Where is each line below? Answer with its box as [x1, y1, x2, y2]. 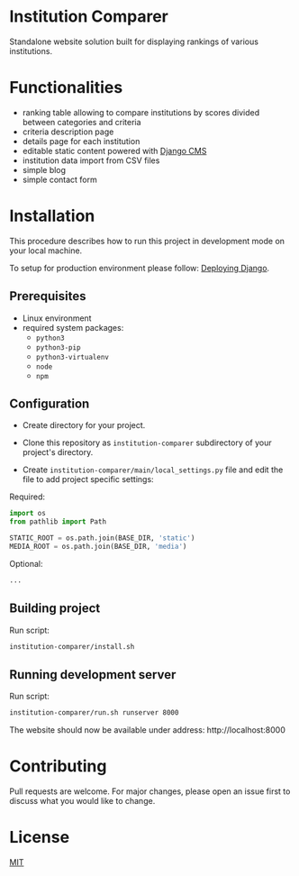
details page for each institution [22, 135, 140, 146]
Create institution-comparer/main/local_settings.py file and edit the [22, 464, 284, 475]
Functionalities [9, 78, 123, 98]
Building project [9, 601, 101, 616]
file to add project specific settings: [22, 474, 155, 485]
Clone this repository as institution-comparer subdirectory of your [22, 437, 272, 448]
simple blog [22, 164, 66, 175]
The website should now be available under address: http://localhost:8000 [9, 725, 286, 735]
